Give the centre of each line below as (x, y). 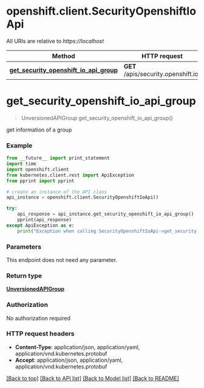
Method (63, 56)
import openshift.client (38, 169)
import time (21, 164)
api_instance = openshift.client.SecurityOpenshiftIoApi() (83, 197)
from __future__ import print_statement (58, 158)
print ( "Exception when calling (57, 231)
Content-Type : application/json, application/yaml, (77, 347)
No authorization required (39, 318)
